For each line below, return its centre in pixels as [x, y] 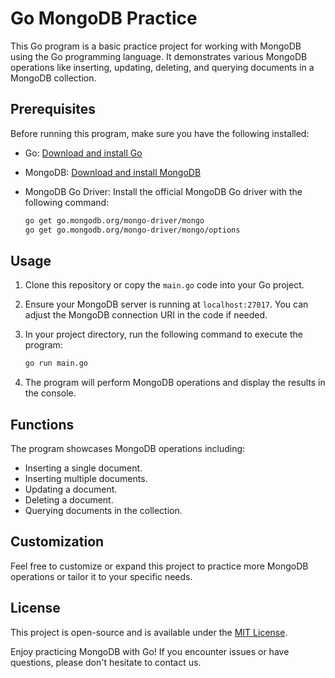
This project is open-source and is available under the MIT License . [149, 632]
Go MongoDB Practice [104, 18]
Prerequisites [53, 109]
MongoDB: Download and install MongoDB [113, 172]
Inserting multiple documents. [86, 478]
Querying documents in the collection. [103, 510]
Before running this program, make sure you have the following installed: [160, 133]
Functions [42, 424]
